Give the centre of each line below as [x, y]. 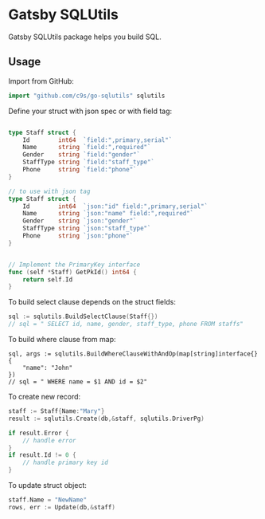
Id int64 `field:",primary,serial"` [97, 140]
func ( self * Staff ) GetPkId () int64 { [72, 272]
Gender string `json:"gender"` [80, 221]
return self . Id [48, 279]
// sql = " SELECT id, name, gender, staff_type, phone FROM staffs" [126, 324]
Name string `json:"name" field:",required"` [108, 214]
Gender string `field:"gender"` [82, 155]
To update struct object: [48, 485]
